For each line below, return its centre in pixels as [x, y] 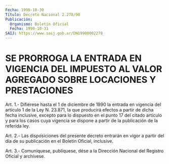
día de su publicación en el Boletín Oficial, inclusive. [59, 141]
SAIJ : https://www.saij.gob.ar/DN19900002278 [54, 33]
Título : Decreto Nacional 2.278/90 [43, 15]
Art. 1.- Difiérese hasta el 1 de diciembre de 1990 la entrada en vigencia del [83, 104]
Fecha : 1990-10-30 [25, 10]
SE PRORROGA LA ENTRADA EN [73, 58]
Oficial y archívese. [25, 156]
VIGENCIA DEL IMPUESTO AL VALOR [84, 69]
